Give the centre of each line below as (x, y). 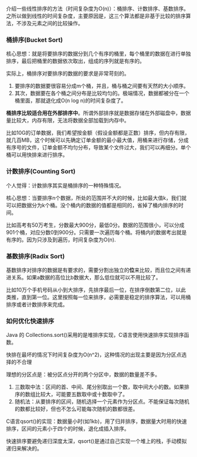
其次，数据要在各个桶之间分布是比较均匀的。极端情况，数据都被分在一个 (102, 93)
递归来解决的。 (24, 449)
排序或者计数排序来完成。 (37, 304)
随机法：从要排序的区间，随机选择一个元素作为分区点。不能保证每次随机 (102, 402)
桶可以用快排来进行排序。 (37, 155)
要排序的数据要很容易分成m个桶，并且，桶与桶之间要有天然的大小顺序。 (102, 86)
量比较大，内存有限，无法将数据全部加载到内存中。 (68, 120)
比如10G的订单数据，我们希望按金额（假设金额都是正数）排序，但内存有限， (98, 133)
